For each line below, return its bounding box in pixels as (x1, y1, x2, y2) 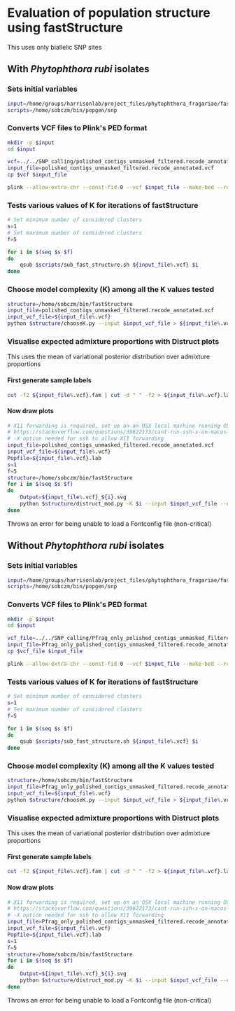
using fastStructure (7, 20, 124, 36)
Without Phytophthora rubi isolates (7, 540, 164, 552)
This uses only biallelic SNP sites (7, 43, 102, 51)
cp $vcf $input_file (7, 172, 68, 179)
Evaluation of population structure (7, 5, 211, 21)
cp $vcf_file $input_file (7, 648, 83, 655)
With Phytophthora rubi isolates (7, 63, 150, 75)
